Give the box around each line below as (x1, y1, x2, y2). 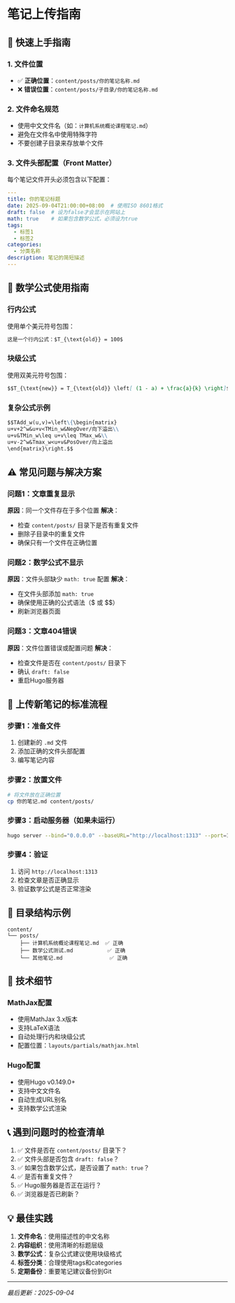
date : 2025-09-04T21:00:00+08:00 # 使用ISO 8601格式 (7, 202, 163, 210)
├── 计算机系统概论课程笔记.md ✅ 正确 (20, 939, 124, 946)
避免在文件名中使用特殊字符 (17, 130, 98, 138)
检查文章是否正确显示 (17, 876, 79, 884)
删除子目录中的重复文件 (17, 529, 85, 539)
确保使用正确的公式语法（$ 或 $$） (17, 599, 119, 607)
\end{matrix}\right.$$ (7, 445, 73, 452)
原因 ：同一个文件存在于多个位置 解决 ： (7, 506, 120, 515)
